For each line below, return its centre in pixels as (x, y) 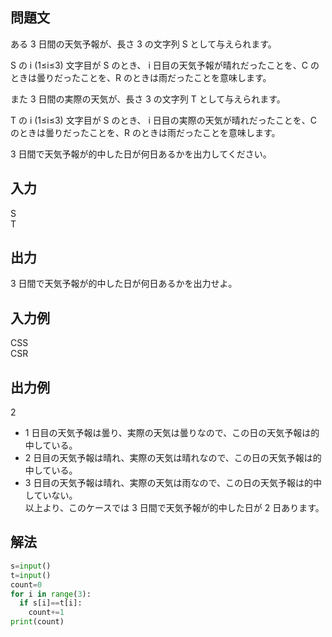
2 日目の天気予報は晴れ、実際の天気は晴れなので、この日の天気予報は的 (173, 458)
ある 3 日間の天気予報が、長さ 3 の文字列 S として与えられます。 (143, 44)
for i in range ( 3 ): (51, 594)
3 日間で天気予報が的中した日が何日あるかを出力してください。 (141, 154)
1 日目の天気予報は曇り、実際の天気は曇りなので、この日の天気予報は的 (172, 433)
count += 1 (46, 613)
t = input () (31, 575)
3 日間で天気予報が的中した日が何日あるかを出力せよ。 (124, 284)
